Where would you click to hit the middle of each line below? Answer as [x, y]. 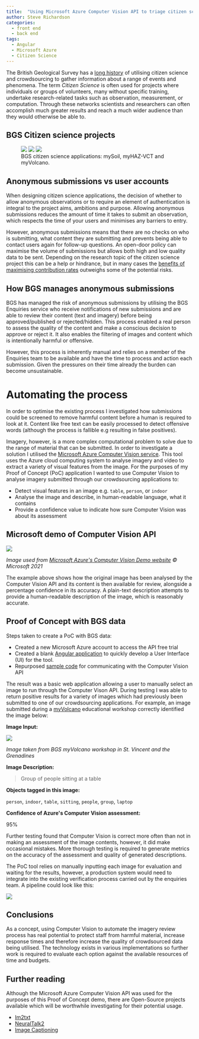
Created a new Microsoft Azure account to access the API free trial [97, 647]
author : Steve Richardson [38, 17]
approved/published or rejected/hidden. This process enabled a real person [99, 322]
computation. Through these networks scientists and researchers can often [98, 104]
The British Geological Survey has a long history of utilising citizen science [97, 72]
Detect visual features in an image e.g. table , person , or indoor [91, 491]
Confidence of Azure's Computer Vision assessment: [73, 813]
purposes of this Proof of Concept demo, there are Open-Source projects [96, 1000]
